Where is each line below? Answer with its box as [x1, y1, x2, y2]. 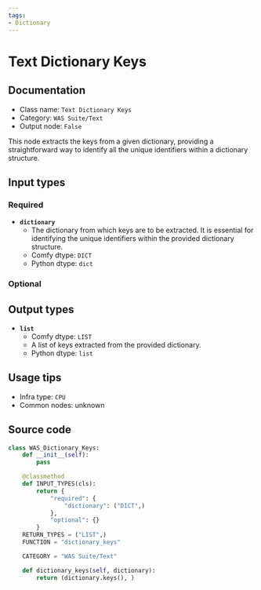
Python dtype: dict [31, 259, 93, 268]
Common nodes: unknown [19, 400, 105, 410]
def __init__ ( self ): [22, 451, 89, 459]
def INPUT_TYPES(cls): [22, 480, 96, 488]
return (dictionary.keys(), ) [36, 574, 135, 581]
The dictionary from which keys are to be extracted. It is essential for [31, 225, 254, 235]
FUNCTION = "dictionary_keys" [22, 538, 121, 546]
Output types [8, 303, 74, 316]
